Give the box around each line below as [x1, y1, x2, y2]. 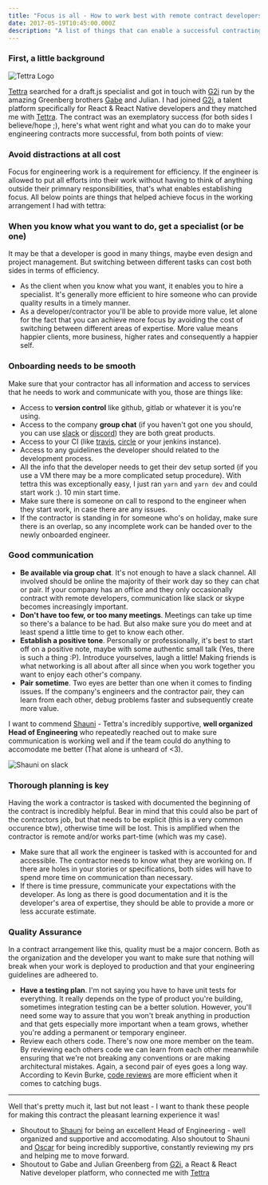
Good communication [8, 550, 94, 561]
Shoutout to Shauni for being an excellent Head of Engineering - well [19, 1126, 246, 1136]
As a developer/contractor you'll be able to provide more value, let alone [19, 306, 258, 316]
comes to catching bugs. [19, 1079, 102, 1088]
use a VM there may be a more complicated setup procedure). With [19, 470, 242, 480]
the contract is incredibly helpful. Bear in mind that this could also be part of [8, 807, 258, 816]
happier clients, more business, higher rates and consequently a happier [19, 332, 258, 342]
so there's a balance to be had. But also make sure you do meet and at [19, 618, 252, 628]
